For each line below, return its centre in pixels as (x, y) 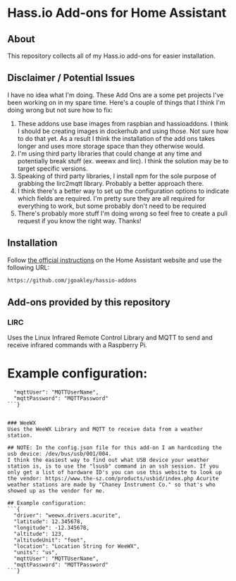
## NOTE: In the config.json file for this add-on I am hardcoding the (114, 448)
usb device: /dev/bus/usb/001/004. (60, 454)
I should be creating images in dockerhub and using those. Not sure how (123, 131)
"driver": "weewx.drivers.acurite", (67, 516)
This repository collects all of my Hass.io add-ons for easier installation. (111, 56)
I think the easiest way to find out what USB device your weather (108, 460)
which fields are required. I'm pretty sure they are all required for (111, 198)
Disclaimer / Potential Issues (71, 78)
